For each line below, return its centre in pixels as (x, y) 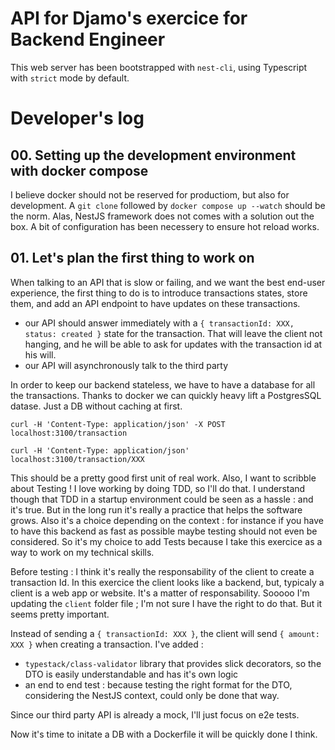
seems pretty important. (60, 614)
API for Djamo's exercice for (129, 18)
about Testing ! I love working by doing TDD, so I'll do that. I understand (158, 488)
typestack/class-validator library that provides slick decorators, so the (173, 663)
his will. (40, 354)
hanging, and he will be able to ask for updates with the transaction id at (173, 344)
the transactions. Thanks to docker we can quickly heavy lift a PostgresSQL (166, 395)
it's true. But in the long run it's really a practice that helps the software (156, 509)
